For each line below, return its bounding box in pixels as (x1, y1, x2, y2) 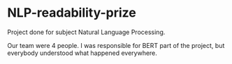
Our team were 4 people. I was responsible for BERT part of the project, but (7, 41, 225, 49)
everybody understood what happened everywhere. (7, 49, 157, 57)
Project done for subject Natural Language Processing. (7, 28, 166, 36)
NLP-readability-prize (7, 5, 136, 21)
